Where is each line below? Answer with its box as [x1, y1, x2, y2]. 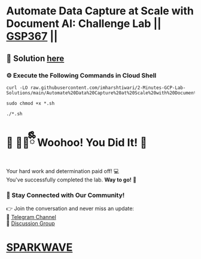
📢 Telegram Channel [6, 214, 57, 221]
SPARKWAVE [6, 240, 73, 254]
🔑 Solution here [6, 53, 65, 63]
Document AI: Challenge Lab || [6, 17, 162, 30]
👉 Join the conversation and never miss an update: [6, 205, 135, 212]
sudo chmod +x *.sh [6, 100, 55, 106]
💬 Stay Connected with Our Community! [6, 191, 125, 199]
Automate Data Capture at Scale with [6, 4, 194, 18]
